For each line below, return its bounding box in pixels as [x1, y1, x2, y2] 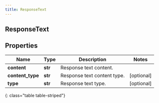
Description [78, 56, 106, 63]
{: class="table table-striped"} [5, 92, 66, 98]
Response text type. [60, 80, 106, 86]
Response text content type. [60, 72, 125, 79]
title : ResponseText [5, 7, 47, 12]
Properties [5, 42, 38, 50]
